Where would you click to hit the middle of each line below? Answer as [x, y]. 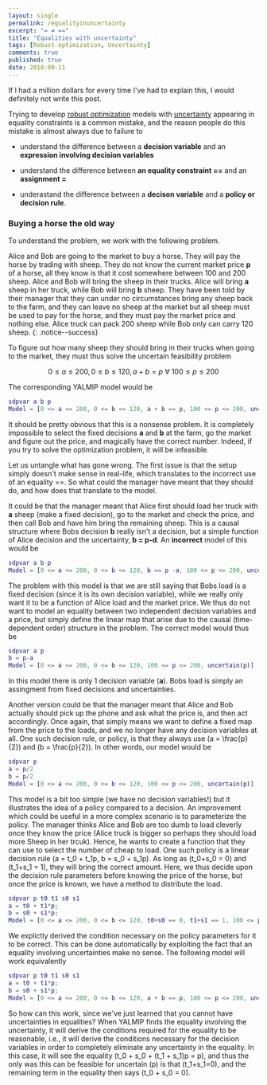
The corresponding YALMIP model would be [81, 387]
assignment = [43, 178]
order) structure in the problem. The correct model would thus [147, 628]
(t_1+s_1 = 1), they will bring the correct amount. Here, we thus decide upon [130, 867]
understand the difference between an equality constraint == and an [133, 170]
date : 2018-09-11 [37, 68]
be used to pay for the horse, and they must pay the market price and [122, 315]
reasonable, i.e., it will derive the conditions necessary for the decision [124, 1038]
